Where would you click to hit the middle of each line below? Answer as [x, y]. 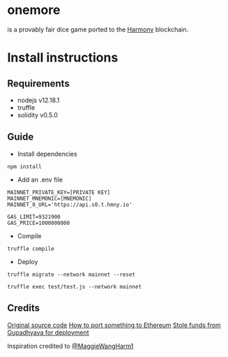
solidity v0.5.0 [37, 115]
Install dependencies [47, 154]
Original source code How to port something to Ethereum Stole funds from [114, 325]
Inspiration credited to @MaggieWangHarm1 [70, 346]
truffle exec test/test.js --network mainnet [74, 286]
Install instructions [63, 58]
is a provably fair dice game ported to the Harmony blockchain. [98, 29]
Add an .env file [40, 180]
